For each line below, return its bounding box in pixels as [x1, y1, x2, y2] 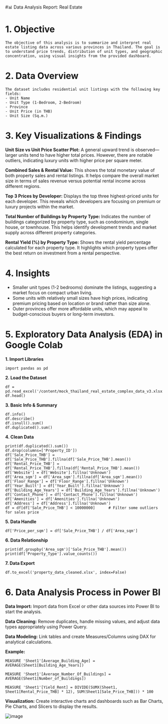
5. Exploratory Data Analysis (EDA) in [5, 328, 163, 340]
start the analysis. [5, 609, 42, 615]
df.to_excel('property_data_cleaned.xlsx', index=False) [5, 570, 127, 575]
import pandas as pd [5, 366, 49, 371]
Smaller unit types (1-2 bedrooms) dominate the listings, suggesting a [12, 284, 156, 290]
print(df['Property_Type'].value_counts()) [5, 551, 98, 556]
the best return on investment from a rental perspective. [5, 250, 121, 256]
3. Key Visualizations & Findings [5, 130, 142, 142]
